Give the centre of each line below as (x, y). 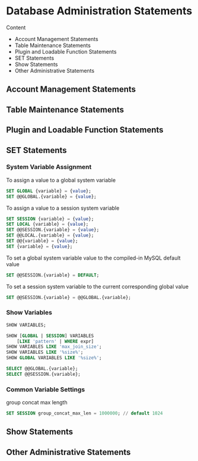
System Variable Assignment (49, 167)
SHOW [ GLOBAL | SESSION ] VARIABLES (50, 336)
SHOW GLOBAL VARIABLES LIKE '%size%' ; (54, 358)
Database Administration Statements (99, 11)
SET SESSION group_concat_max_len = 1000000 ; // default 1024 (84, 413)
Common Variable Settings (46, 390)
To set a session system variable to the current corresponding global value (98, 286)
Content (16, 27)
